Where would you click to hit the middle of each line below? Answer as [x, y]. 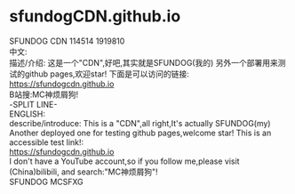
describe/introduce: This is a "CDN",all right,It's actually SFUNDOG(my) [140, 123]
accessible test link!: [47, 142]
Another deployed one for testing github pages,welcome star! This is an [140, 133]
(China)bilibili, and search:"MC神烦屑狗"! [84, 172]
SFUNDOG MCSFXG [47, 182]
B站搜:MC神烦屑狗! [44, 94]
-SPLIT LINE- [33, 104]
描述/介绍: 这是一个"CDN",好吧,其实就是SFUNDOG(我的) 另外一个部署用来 [144, 62]
